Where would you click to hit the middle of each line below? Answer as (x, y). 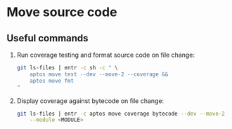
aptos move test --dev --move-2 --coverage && (99, 74)
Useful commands (47, 38)
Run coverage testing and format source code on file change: (105, 55)
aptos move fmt (52, 81)
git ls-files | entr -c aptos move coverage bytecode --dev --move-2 (121, 114)
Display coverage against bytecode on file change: (90, 101)
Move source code (62, 12)
